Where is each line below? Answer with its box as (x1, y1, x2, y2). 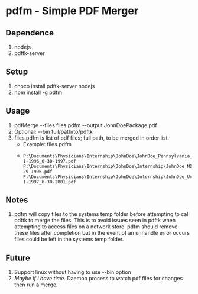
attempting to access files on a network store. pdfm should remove (14, 223, 178, 230)
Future (5, 253, 31, 263)
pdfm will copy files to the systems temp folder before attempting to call (14, 211, 190, 218)
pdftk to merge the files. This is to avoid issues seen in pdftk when (14, 217, 176, 224)
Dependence (5, 28, 54, 38)
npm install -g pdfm (14, 89, 63, 96)
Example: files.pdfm (22, 140, 72, 147)
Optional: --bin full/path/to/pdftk (14, 128, 93, 135)
